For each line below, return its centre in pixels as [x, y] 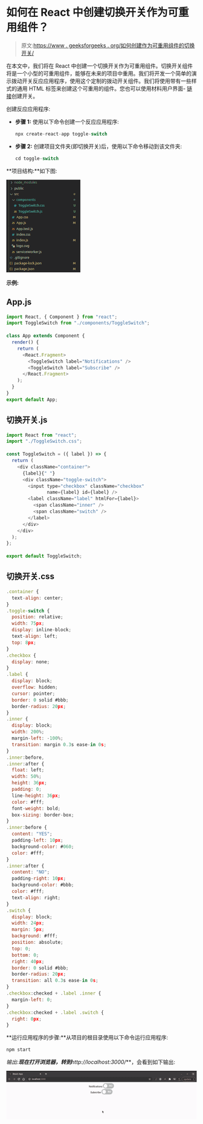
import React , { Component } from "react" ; [62, 317]
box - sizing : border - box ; [43, 815]
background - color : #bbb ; [43, 885]
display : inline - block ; [41, 630]
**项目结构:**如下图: [32, 171]
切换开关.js [27, 420]
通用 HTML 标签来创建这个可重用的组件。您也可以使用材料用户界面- [101, 88]
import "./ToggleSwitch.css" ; [44, 441]
